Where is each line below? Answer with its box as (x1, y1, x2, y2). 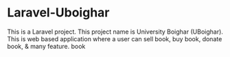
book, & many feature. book (7, 42, 86, 50)
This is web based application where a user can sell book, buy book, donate (7, 34, 222, 43)
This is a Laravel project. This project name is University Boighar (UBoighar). (7, 27, 223, 36)
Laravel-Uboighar (7, 5, 110, 21)
